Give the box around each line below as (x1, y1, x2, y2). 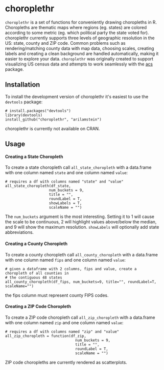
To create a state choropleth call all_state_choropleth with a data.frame (5, 164, 152, 170)
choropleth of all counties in (5, 271, 69, 276)
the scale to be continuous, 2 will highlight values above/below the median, (5, 219, 157, 225)
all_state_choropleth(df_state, (5, 184, 71, 188)
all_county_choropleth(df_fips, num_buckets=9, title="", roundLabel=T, (5, 279, 157, 284)
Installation (5, 81, 40, 89)
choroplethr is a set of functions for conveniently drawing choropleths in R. (5, 19, 157, 25)
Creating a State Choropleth (5, 154, 64, 159)
